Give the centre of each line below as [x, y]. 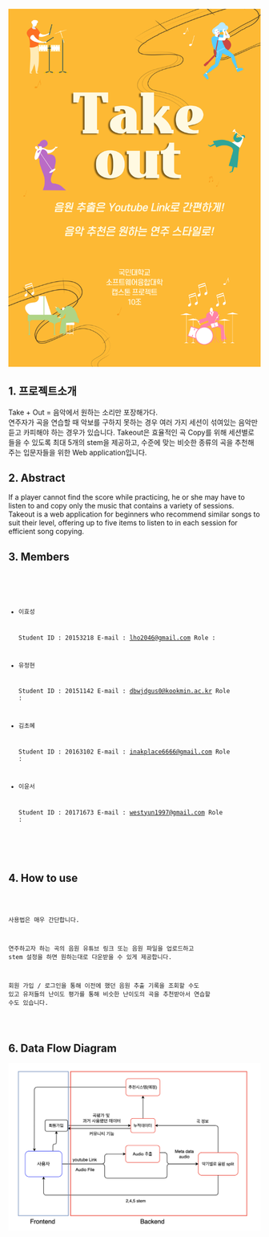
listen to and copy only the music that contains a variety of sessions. [121, 506]
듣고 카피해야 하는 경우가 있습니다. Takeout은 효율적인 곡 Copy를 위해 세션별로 [131, 432]
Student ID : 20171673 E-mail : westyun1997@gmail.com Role [121, 812]
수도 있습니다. [28, 1002]
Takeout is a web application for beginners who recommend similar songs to [134, 514]
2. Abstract [37, 478]
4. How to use [43, 878]
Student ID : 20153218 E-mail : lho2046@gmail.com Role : [117, 638]
